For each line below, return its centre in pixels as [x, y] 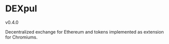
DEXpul [21, 9]
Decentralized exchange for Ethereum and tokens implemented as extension [84, 32]
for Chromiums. [21, 37]
